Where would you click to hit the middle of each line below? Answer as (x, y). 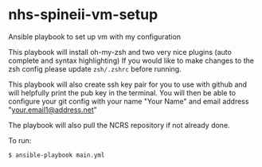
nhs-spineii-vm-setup (83, 15)
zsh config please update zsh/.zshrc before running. (95, 68)
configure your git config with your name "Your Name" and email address (129, 101)
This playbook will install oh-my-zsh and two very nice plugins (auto (120, 52)
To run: (20, 140)
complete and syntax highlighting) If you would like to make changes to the (131, 60)
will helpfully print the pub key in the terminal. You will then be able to (122, 92)
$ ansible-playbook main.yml (57, 155)
